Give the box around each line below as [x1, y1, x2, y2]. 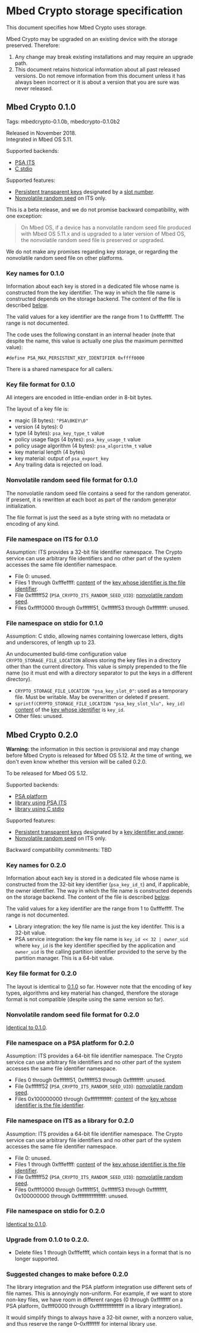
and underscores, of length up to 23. [6, 639, 96, 646]
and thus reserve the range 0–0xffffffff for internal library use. [6, 1321, 157, 1328]
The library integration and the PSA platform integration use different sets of [6, 1284, 192, 1291]
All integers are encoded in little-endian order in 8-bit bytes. [6, 394, 153, 401]
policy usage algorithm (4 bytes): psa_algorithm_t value [14, 442, 152, 450]
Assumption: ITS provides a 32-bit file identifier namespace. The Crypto [6, 548, 183, 556]
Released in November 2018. [6, 129, 77, 136]
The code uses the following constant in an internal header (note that [6, 331, 175, 338]
